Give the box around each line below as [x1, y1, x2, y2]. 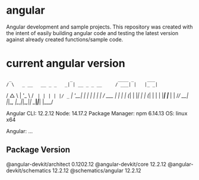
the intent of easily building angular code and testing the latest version [6, 29, 179, 36]
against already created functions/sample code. [6, 36, 124, 43]
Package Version [6, 145, 70, 155]
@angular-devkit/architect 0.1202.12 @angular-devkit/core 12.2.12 [6, 160, 167, 168]
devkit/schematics [6, 167, 52, 174]
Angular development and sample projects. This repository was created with [6, 23, 193, 30]
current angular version [6, 57, 126, 70]
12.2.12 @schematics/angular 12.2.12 [52, 167, 141, 174]
